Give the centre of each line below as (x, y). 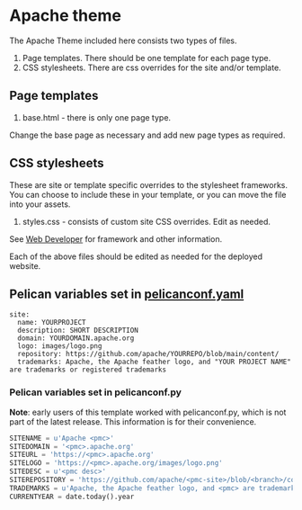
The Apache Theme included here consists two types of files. (123, 40)
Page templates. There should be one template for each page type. (147, 58)
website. (25, 265)
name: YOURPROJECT (52, 323)
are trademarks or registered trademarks (88, 370)
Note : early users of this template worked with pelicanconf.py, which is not (148, 412)
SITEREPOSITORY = (42, 480)
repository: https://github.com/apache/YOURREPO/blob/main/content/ (148, 354)
